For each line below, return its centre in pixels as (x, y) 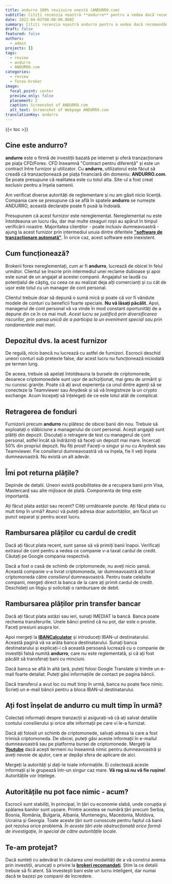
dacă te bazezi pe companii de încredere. (49, 876)
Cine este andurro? (36, 146)
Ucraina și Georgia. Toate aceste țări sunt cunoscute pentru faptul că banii (84, 821)
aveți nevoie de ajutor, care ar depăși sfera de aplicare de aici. (71, 755)
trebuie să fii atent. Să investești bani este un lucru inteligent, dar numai (81, 870)
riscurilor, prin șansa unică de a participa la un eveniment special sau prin (84, 319)
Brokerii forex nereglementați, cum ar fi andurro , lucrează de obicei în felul (84, 266)
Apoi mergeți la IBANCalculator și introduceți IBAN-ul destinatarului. (77, 637)
